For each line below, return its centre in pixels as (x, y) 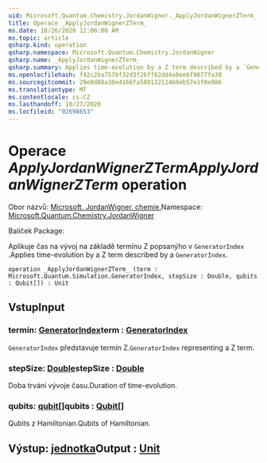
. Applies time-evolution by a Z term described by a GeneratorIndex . (118, 255)
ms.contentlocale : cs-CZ (49, 97)
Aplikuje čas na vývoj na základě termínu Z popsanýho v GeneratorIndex (126, 246)
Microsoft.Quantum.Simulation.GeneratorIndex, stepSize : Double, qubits (133, 276)
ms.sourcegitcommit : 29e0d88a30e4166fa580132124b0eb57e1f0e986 (115, 82)
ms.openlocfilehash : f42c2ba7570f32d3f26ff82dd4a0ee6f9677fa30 (115, 75)
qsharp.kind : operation (48, 45)
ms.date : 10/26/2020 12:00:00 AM (64, 30)
